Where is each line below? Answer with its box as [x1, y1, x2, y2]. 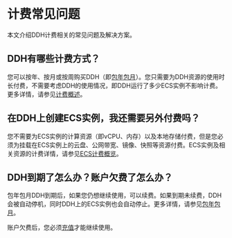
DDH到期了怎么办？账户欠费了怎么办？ [7, 171, 173, 183]
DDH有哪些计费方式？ [7, 53, 100, 65]
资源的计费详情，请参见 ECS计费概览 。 [12, 149, 123, 158]
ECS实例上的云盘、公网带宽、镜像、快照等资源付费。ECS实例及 [37, 140, 220, 149]
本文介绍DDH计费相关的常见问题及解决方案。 [7, 31, 136, 39]
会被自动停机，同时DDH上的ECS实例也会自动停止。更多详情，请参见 [7, 200, 203, 208]
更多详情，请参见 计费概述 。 [7, 90, 87, 98]
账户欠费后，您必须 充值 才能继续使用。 [7, 223, 116, 232]
